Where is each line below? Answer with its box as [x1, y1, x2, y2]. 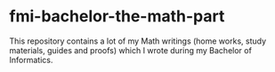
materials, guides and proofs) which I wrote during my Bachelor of [9, 44, 252, 55]
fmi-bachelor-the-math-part [9, 6, 225, 27]
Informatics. [9, 54, 53, 65]
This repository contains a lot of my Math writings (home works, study [9, 36, 267, 46]
